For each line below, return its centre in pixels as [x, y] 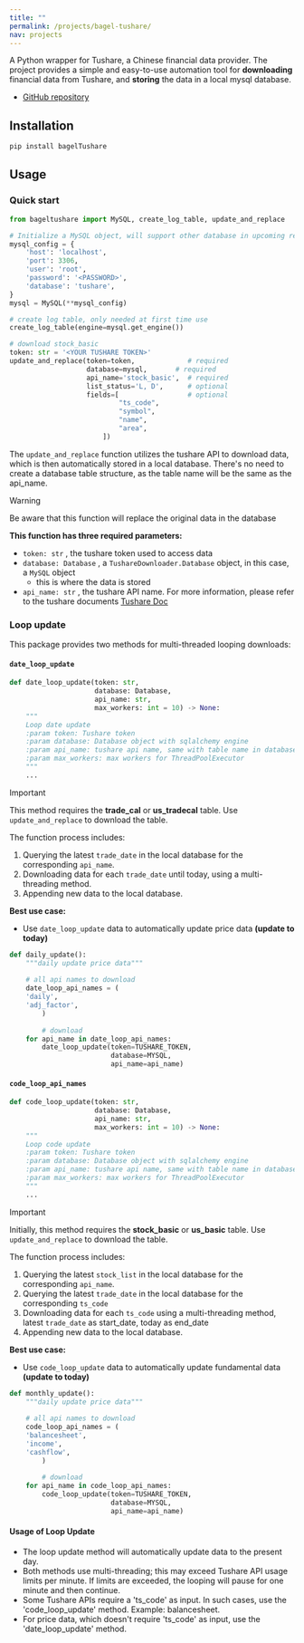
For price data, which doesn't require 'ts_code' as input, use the [141, 1619]
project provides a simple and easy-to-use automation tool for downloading [151, 70]
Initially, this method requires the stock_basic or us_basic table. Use [138, 1229]
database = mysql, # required [152, 369]
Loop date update [58, 725]
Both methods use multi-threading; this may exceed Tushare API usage [155, 1571]
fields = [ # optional [157, 395]
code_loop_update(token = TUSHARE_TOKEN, [117, 1494]
